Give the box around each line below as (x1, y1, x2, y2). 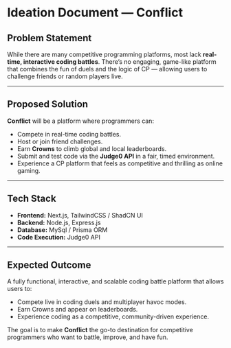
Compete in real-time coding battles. (16, 130, 122, 138)
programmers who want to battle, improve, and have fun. (7, 333, 168, 341)
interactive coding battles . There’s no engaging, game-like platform (23, 58, 217, 66)
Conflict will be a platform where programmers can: (7, 117, 155, 125)
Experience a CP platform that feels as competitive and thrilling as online (16, 159, 223, 167)
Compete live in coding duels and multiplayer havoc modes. (16, 298, 187, 306)
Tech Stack (7, 193, 56, 205)
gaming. (16, 166, 41, 174)
